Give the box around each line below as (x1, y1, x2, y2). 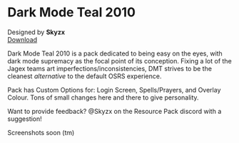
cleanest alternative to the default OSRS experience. (7, 72, 162, 80)
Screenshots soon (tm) (7, 128, 75, 137)
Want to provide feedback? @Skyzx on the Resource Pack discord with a (7, 107, 222, 115)
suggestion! (7, 115, 43, 123)
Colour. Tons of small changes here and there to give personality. (7, 93, 199, 102)
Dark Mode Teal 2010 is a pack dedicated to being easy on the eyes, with (7, 49, 223, 58)
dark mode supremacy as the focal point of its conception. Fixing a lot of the (7, 56, 232, 65)
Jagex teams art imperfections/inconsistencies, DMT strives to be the (7, 64, 213, 73)
